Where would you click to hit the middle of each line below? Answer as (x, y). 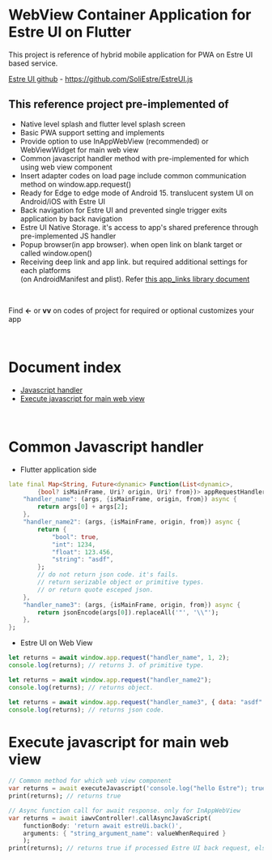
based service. (33, 63)
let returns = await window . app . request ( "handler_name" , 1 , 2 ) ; (119, 658)
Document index (65, 367)
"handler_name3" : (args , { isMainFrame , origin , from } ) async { (132, 605)
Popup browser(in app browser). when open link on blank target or (131, 244)
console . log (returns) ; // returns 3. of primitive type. (106, 665)
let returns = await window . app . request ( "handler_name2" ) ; (110, 680)
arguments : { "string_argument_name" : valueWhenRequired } (125, 833)
